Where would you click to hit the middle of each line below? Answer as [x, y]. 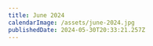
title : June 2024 [36, 15]
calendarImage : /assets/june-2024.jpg [71, 23]
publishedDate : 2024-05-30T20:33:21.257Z [77, 30]
